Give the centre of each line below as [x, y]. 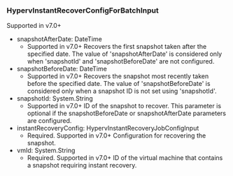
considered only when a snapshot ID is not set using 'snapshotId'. [122, 91]
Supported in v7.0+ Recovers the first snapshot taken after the [117, 47]
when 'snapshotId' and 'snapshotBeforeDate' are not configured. [121, 61]
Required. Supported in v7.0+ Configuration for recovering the [116, 135]
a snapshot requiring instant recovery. [82, 166]
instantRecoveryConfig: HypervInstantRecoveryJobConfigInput [108, 129]
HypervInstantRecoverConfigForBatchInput [83, 10]
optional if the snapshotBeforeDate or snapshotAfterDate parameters [127, 113]
